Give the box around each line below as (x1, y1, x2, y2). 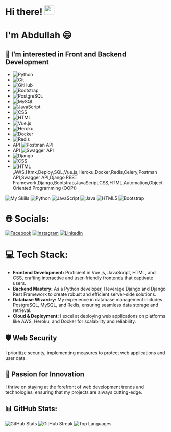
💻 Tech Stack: (5, 249, 68, 260)
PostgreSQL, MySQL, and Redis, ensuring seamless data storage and (12, 302, 158, 308)
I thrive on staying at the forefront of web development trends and (5, 383, 144, 390)
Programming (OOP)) (32, 185, 77, 191)
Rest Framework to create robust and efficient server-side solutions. (12, 291, 157, 297)
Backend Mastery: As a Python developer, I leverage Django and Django (12, 286, 166, 292)
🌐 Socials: (5, 213, 50, 225)
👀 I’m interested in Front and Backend (5, 50, 127, 58)
